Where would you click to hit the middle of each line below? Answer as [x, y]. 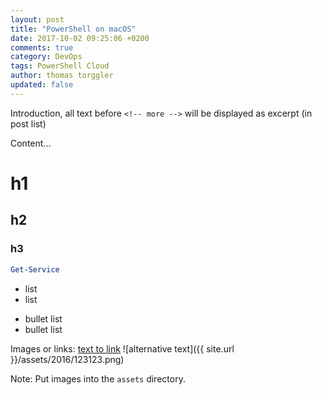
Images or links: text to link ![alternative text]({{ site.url [122, 348]
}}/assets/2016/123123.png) [67, 359]
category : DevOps [46, 57]
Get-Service [35, 269]
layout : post [37, 19]
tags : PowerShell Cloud [60, 66]
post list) [28, 123]
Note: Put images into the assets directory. [98, 378]
